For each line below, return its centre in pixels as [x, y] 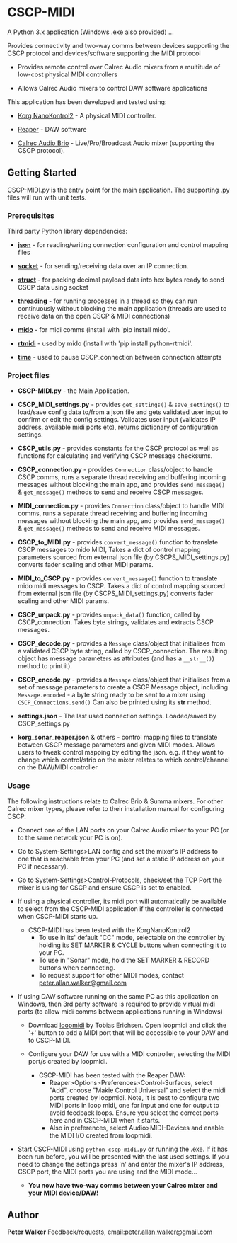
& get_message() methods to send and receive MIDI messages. [109, 529]
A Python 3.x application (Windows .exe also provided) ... [91, 32]
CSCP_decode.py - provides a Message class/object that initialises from [121, 643]
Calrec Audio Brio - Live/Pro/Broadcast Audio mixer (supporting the [116, 143]
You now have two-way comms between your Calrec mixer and [123, 1185]
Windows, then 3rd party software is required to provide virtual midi [116, 1004]
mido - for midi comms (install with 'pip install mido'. [94, 330]
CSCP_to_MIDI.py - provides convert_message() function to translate [118, 542]
